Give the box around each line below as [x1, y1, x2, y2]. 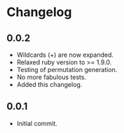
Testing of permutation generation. [16, 66, 118, 73]
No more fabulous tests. [16, 73, 87, 81]
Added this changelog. [16, 80, 83, 88]
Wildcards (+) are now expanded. [16, 50, 113, 59]
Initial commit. [16, 119, 57, 127]
